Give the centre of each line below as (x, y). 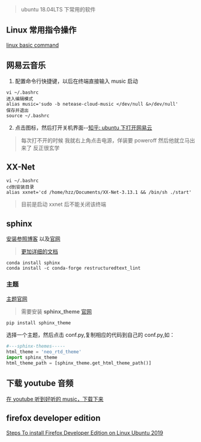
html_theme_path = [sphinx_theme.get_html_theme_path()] (79, 363)
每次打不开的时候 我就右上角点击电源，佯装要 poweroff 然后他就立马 (105, 140)
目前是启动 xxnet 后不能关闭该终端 (63, 204)
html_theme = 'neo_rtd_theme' (44, 352)
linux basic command (32, 45)
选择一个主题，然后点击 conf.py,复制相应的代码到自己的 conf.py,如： (91, 335)
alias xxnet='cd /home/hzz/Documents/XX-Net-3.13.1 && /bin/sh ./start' (99, 192)
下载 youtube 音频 (40, 383)
